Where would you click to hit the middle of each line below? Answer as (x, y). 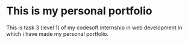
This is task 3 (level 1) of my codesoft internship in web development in (94, 27)
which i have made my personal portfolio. (58, 33)
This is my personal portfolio (79, 11)
